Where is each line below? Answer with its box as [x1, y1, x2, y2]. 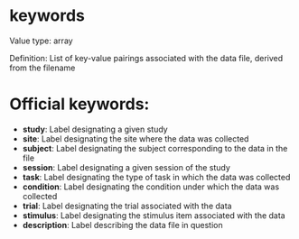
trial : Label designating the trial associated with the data [22, 200, 232, 211]
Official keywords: [9, 94, 150, 115]
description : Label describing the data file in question [22, 219, 223, 230]
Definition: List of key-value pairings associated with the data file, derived [9, 52, 284, 63]
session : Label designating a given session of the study [22, 161, 230, 172]
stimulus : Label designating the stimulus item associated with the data [22, 209, 286, 221]
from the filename [9, 62, 76, 73]
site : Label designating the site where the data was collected [22, 133, 249, 144]
